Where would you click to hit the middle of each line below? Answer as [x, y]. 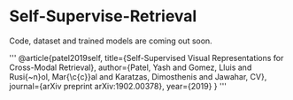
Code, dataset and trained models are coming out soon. [111, 41]
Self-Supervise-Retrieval [103, 16]
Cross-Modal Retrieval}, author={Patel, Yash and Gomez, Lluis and [131, 67]
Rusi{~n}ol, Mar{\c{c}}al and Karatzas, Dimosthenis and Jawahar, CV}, [138, 76]
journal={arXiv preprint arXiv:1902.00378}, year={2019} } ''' [118, 86]
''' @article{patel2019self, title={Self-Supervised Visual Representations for [146, 58]
